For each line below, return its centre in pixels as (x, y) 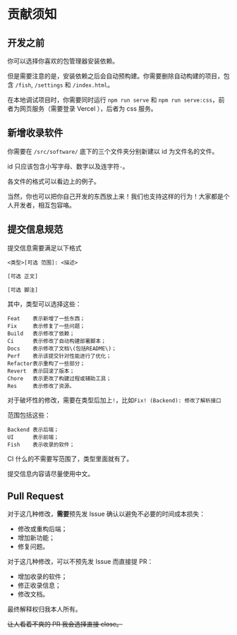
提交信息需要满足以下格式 (44, 248)
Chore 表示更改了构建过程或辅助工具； (59, 378)
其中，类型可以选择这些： (44, 303)
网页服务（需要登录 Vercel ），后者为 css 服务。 (88, 109)
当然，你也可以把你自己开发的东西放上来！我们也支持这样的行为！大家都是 (115, 196)
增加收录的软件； (42, 576)
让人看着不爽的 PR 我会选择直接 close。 (65, 624)
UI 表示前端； (33, 437)
